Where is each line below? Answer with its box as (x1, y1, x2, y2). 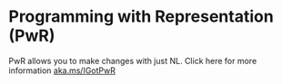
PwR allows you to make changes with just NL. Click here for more (8, 55, 257, 66)
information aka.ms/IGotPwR (8, 65, 116, 76)
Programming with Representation (8, 6, 274, 27)
